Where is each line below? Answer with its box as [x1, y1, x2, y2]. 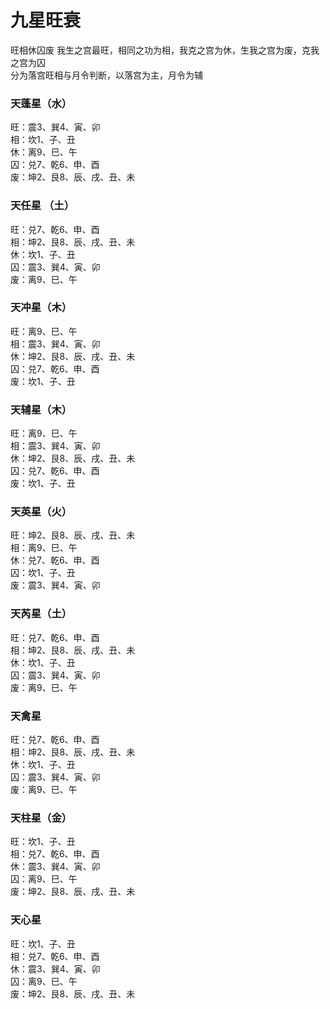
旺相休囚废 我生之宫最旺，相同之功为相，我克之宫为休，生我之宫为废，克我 [10, 44, 320, 56]
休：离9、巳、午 [10, 146, 78, 158]
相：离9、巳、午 [10, 542, 78, 554]
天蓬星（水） [10, 96, 73, 110]
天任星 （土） [10, 199, 75, 213]
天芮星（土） [10, 607, 73, 621]
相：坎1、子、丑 [10, 134, 76, 146]
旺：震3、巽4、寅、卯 [10, 121, 101, 133]
